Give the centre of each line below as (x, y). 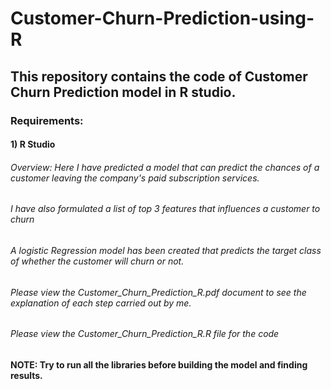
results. (26, 375)
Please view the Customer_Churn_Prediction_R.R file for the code (145, 334)
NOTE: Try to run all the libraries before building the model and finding (159, 364)
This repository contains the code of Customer (159, 76)
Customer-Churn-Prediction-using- (162, 18)
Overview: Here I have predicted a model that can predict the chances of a (165, 167)
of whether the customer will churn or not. (97, 261)
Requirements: (47, 120)
